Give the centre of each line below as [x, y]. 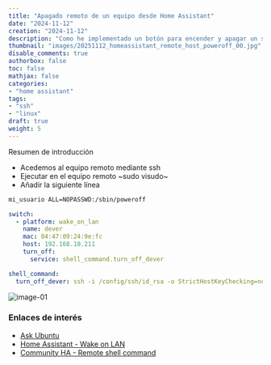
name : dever [43, 229]
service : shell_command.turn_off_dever [96, 259]
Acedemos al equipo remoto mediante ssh [90, 168]
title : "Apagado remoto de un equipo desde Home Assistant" [112, 16]
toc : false [27, 69]
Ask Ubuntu [40, 335]
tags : [17, 99]
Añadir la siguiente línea [60, 185]
